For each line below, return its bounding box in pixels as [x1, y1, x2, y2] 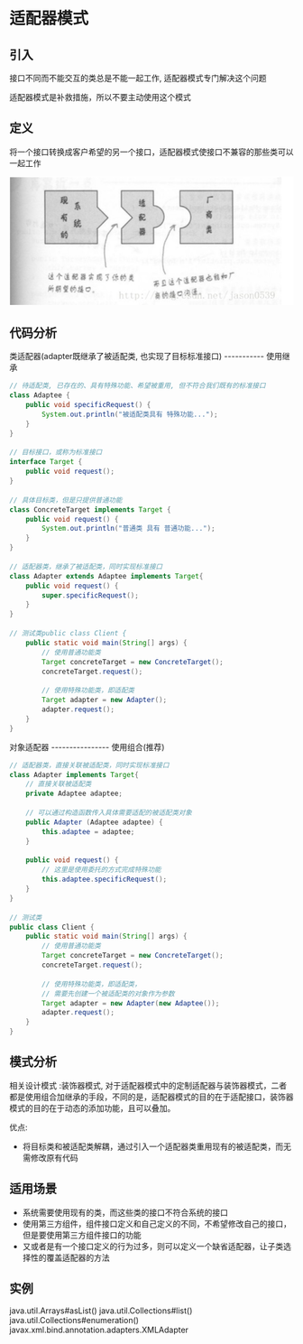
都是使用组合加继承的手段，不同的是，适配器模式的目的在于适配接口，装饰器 [9, 1091, 294, 1102]
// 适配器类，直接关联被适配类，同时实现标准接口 [9, 760, 170, 770]
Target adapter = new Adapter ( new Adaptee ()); [41, 998, 220, 1007]
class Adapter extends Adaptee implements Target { [9, 571, 204, 580]
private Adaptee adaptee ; [25, 789, 124, 799]
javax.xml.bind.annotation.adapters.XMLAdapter [9, 1324, 189, 1336]
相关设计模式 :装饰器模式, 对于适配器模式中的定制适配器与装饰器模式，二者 [9, 1080, 287, 1090]
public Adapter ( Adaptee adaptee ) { [25, 818, 164, 827]
